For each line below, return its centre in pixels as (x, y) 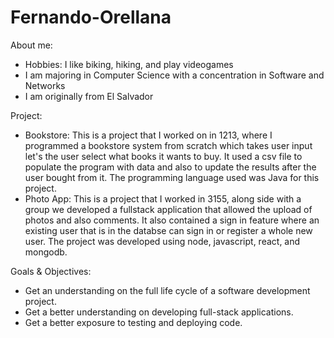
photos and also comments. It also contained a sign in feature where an (172, 220)
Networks (45, 85)
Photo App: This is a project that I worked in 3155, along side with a (163, 198)
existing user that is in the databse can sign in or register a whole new (168, 230)
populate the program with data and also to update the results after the (170, 167)
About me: (31, 45)
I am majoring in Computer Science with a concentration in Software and (174, 75)
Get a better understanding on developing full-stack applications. (159, 312)
